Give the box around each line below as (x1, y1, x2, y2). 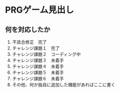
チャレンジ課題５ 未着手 (12, 70, 64, 75)
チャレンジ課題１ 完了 (12, 45, 60, 51)
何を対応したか (5, 25, 50, 34)
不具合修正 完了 (12, 39, 47, 45)
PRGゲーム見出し (5, 4, 74, 16)
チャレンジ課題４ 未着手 (12, 64, 64, 69)
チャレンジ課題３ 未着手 (12, 57, 64, 63)
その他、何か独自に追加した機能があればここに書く (12, 82, 116, 88)
